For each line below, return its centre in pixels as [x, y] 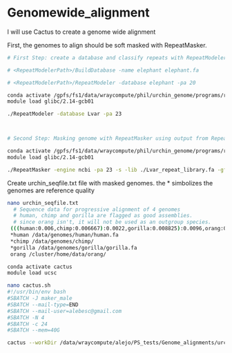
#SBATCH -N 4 [26, 317]
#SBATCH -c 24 [28, 324]
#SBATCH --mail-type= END [43, 305]
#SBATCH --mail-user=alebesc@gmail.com [65, 311]
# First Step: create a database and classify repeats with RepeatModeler [117, 58]
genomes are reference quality [51, 190]
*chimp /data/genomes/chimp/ [52, 241]
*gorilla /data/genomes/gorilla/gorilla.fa [74, 248]
